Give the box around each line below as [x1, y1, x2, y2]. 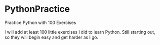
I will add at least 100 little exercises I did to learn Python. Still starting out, [4, 29, 156, 35]
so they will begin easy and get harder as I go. [4, 34, 99, 40]
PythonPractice [4, 3, 70, 15]
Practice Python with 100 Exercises [4, 20, 76, 25]
